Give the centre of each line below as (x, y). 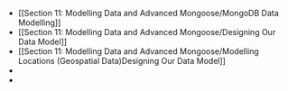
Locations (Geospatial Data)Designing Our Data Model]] (121, 61)
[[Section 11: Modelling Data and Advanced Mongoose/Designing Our (147, 32)
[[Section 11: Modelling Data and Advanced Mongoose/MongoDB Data (149, 13)
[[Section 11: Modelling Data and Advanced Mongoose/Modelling (138, 51)
